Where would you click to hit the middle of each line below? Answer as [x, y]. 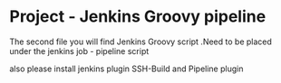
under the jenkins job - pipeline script [79, 51]
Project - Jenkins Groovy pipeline [138, 17]
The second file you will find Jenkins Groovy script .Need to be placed [140, 41]
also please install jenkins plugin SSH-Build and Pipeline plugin [126, 69]
